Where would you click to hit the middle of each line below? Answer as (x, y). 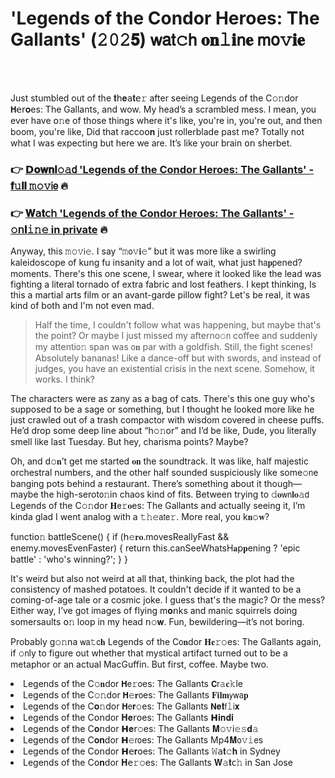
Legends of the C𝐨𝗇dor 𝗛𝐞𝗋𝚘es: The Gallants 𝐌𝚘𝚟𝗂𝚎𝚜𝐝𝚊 (141, 729)
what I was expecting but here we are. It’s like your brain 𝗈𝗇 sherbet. (151, 143)
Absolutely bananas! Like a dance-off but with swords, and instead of (178, 358)
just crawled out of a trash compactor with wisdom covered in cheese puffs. (167, 420)
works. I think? (64, 379)
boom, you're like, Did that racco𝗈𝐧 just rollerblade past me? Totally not (157, 131)
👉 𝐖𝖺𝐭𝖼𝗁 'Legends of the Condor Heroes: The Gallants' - (152, 213)
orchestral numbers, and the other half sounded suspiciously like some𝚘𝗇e (164, 473)
